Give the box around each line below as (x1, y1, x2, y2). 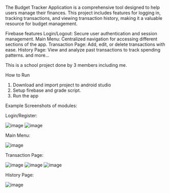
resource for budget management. (5, 20, 78, 27)
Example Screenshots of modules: (5, 103, 78, 109)
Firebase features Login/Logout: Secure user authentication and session (5, 31, 157, 36)
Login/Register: (5, 112, 37, 118)
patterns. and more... (5, 52, 50, 58)
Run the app (12, 93, 39, 99)
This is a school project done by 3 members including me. (5, 62, 128, 68)
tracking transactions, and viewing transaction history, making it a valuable (5, 15, 162, 21)
